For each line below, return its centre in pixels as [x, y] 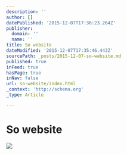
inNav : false [22, 78]
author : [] [20, 17]
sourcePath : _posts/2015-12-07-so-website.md [63, 56]
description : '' [26, 12]
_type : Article [25, 95]
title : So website [29, 45]
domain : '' [25, 34]
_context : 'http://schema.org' [45, 89]
